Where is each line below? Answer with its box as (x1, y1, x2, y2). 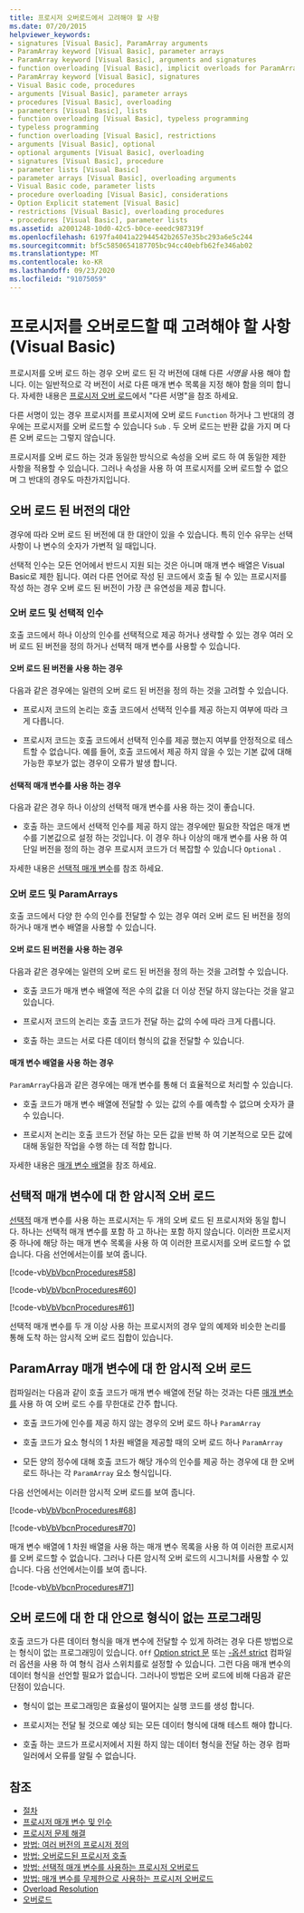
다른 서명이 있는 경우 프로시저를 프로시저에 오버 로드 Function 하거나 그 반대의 (9, 409, 286, 420)
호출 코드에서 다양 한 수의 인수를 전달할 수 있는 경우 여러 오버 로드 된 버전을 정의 (9, 910, 291, 921)
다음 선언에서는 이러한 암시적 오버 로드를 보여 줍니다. (9, 1486, 195, 1497)
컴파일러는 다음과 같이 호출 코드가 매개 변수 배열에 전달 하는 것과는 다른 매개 (9, 1386, 278, 1397)
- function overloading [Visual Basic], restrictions (9, 131, 217, 141)
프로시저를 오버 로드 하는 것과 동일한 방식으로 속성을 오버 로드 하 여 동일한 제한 (9, 451, 287, 462)
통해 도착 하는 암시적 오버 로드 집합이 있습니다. (9, 1332, 174, 1343)
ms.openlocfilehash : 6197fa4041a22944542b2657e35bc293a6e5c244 (9, 232, 253, 241)
